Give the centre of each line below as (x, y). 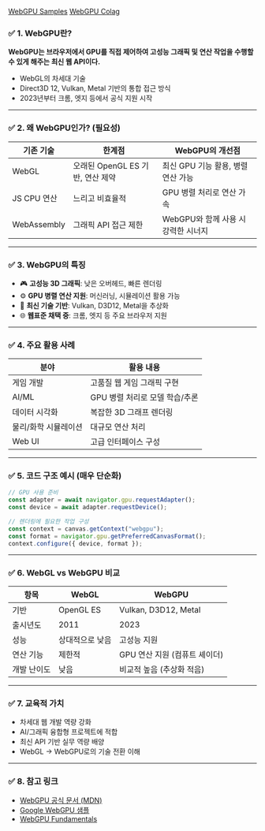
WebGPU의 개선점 (207, 151)
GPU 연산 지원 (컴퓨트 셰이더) (172, 654)
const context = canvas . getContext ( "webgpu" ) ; (86, 529)
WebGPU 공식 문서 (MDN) (61, 800)
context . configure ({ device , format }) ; (76, 543)
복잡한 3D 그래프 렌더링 (132, 412)
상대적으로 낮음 (85, 639)
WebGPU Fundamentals (58, 818)
